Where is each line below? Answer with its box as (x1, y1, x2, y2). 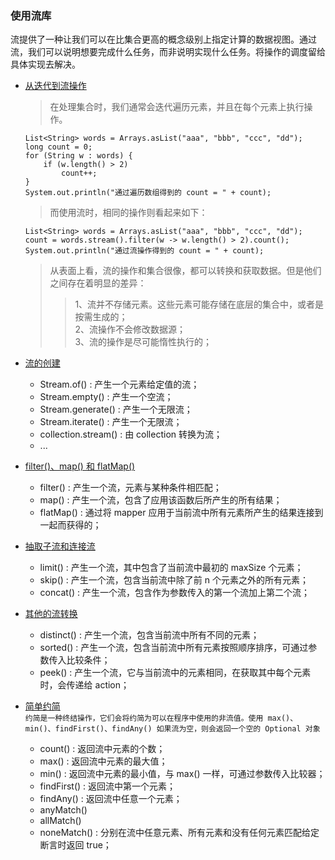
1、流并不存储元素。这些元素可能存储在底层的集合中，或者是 (74, 298, 325, 311)
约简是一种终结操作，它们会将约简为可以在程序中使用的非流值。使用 (24, 713, 264, 724)
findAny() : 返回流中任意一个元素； (39, 793, 183, 805)
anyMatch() (39, 804, 88, 816)
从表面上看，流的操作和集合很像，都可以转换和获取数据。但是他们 (49, 265, 322, 277)
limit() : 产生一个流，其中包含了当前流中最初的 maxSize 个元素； (39, 562, 304, 574)
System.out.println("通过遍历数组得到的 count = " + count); (24, 188, 272, 198)
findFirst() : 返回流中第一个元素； (39, 780, 177, 792)
